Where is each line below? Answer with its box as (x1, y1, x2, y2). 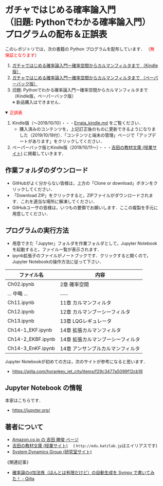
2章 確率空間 (60, 281, 89, 287)
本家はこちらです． (5, 398, 44, 403)
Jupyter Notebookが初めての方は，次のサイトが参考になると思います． (5, 358, 148, 364)
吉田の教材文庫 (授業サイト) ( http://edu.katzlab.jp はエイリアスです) (12, 443, 158, 449)
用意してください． (12, 211, 51, 217)
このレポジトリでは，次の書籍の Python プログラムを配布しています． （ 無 (5, 46, 155, 52)
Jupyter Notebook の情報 (5, 383, 82, 392)
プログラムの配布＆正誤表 (5, 29, 108, 40)
